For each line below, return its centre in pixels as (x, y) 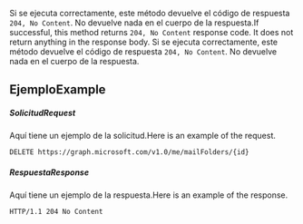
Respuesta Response (49, 172)
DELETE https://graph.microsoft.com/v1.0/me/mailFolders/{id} (129, 152)
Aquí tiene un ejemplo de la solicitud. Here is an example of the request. (143, 136)
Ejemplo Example (58, 90)
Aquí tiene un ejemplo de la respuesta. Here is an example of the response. (149, 195)
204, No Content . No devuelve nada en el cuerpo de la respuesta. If (134, 23)
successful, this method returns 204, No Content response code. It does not (151, 32)
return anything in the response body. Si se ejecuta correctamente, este (144, 42)
